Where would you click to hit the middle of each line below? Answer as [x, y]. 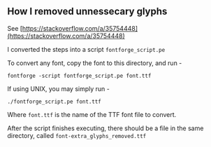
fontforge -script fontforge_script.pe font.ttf [79, 76]
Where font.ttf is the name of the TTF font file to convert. [92, 114]
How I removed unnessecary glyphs [87, 12]
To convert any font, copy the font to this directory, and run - [95, 63]
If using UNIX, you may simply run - [58, 89]
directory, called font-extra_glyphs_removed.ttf [77, 135]
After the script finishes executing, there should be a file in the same [105, 128]
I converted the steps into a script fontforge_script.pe [86, 49]
